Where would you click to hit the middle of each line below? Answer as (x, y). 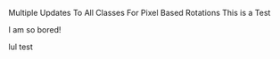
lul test (21, 47)
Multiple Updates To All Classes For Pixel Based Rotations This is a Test (140, 13)
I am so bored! (35, 29)
